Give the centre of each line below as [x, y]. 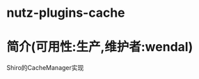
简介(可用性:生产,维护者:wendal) [100, 47]
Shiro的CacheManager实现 [45, 68]
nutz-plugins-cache [66, 13]
